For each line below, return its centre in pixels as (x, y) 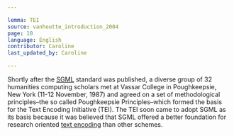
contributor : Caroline (41, 47)
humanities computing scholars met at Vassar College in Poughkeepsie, (112, 87)
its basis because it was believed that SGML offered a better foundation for (117, 117)
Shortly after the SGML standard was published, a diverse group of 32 (110, 79)
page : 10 (20, 33)
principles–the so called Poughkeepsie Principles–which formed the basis (115, 102)
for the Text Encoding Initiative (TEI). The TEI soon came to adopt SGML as (117, 109)
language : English (34, 40)
